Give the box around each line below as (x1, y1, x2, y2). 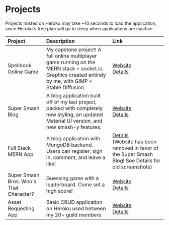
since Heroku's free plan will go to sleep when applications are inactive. (5, 25, 154, 31)
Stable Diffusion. (46, 84, 86, 91)
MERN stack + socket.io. (46, 65, 104, 72)
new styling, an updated (46, 111, 103, 118)
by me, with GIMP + (46, 77, 93, 84)
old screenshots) (112, 163, 152, 170)
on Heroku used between (46, 205, 106, 212)
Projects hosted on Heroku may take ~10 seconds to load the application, (5, 20, 157, 26)
